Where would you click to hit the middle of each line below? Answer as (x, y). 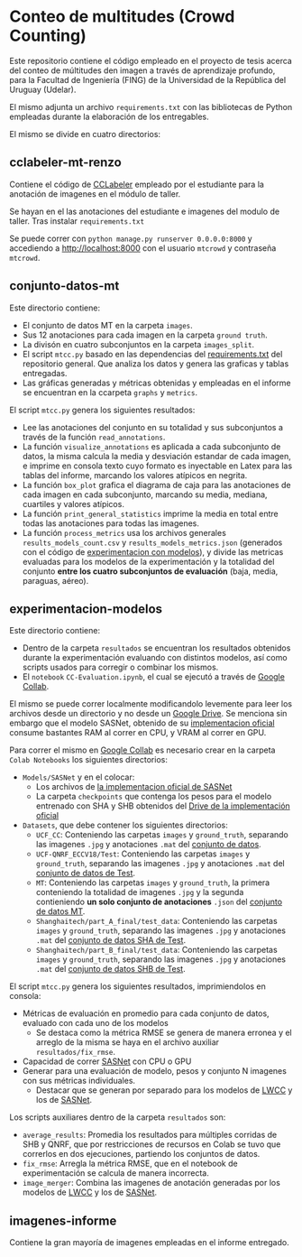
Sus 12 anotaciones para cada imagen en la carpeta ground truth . (145, 335)
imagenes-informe (63, 1220)
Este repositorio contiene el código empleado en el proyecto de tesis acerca (151, 60)
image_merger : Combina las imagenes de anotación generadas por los (151, 1183)
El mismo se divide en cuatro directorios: (85, 134)
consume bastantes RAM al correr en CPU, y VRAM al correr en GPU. (138, 733)
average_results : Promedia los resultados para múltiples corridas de (150, 1135)
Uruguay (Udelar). (43, 89)
